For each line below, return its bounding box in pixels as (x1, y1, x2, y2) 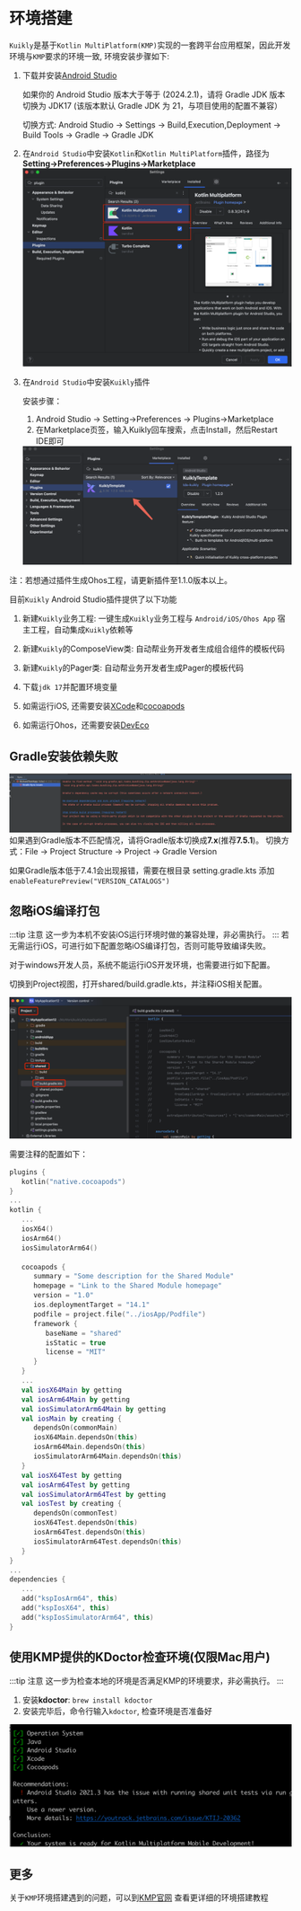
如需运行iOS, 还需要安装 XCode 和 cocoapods (21, 701, 185, 712)
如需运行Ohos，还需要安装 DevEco (21, 720, 150, 730)
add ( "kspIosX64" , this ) (21, 1604, 110, 1613)
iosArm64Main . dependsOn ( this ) (32, 1443, 146, 1452)
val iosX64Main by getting (21, 1385, 123, 1394)
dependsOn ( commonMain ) (32, 1423, 118, 1433)
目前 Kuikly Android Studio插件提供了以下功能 (9, 594, 177, 605)
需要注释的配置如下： (9, 1148, 88, 1159)
